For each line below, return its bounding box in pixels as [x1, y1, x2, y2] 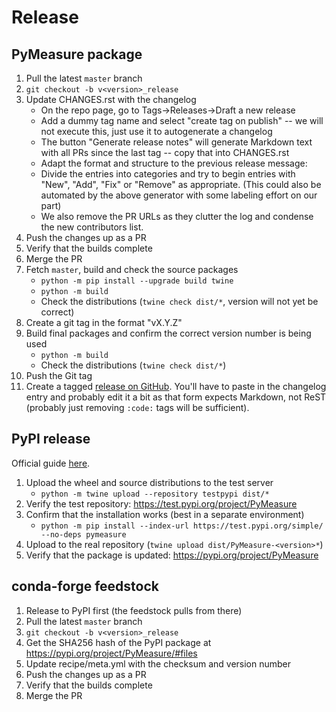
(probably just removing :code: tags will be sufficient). [25, 402, 250, 413]
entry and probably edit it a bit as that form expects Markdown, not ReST [25, 391, 327, 403]
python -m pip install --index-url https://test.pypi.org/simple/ [40, 521, 324, 531]
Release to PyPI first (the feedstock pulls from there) [25, 604, 243, 616]
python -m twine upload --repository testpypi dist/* [40, 489, 270, 499]
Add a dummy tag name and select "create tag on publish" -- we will [40, 115, 324, 126]
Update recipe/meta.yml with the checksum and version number [25, 657, 292, 670]
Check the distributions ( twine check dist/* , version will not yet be [40, 296, 319, 307]
